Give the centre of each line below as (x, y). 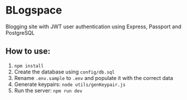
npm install (29, 66)
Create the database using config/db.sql (64, 72)
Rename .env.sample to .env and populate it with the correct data (93, 78)
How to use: (28, 51)
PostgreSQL (20, 32)
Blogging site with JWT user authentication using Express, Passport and (93, 26)
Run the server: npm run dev (48, 90)
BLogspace (34, 10)
